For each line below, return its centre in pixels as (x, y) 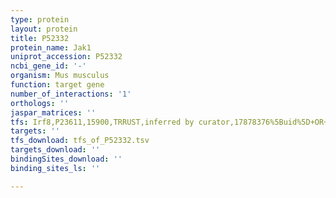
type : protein (40, 19)
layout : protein (44, 29)
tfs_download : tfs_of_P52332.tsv (80, 141)
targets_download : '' (55, 150)
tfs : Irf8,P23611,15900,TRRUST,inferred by (102, 122)
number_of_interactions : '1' (71, 94)
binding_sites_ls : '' (55, 168)
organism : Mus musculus (60, 76)
